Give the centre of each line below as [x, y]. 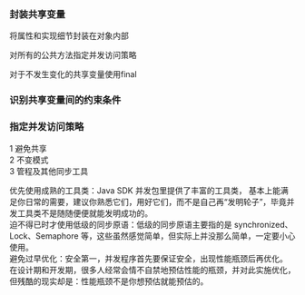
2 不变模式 [29, 160]
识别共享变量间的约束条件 [65, 100]
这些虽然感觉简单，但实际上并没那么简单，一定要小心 [196, 236]
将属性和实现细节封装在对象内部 [69, 36]
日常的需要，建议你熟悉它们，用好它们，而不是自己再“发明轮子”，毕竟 [156, 202]
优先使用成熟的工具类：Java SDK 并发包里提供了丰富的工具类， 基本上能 [145, 190]
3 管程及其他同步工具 [49, 171]
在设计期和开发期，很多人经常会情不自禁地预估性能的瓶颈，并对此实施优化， [152, 270]
